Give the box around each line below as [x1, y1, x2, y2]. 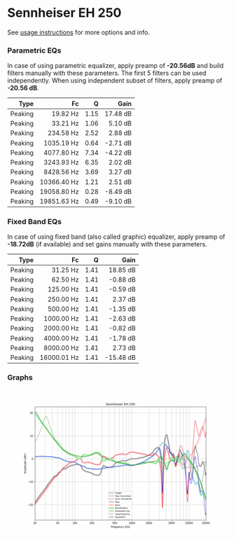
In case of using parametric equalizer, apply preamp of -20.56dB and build [7, 62, 224, 70]
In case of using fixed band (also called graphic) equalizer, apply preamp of [7, 232, 226, 241]
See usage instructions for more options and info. [7, 28, 151, 36]
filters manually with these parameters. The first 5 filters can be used [7, 69, 207, 78]
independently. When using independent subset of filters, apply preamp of [7, 76, 223, 85]
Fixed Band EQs [7, 216, 62, 226]
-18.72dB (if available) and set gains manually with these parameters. [7, 240, 208, 249]
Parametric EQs [7, 46, 62, 55]
